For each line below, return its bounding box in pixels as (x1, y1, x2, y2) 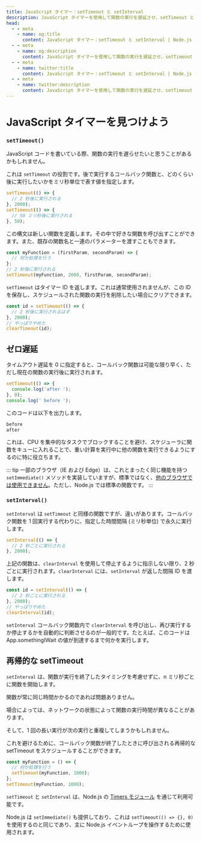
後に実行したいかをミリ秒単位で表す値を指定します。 (6, 178, 138, 185)
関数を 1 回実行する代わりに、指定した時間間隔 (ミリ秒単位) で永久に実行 (11, 517, 192, 525)
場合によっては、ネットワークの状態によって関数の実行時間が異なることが (6, 706, 190, 713)
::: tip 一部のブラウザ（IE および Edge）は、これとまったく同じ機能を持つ (6, 466, 188, 474)
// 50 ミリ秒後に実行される (11, 213, 73, 219)
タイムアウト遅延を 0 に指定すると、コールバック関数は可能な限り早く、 (6, 361, 186, 368)
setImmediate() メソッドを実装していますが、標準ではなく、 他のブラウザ (6, 474, 188, 481)
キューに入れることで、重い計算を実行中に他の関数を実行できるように (16, 446, 191, 453)
